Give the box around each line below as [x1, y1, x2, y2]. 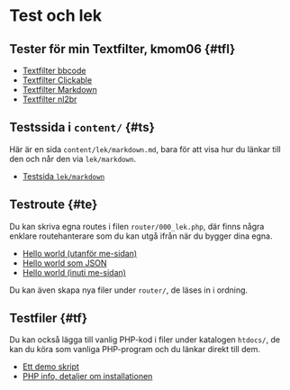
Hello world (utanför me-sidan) [22, 248, 138, 258]
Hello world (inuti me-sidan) [22, 267, 126, 277]
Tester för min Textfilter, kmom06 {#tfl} [9, 41, 236, 57]
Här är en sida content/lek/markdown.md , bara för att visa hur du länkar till [9, 143, 281, 154]
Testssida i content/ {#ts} [9, 120, 156, 135]
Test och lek [9, 5, 102, 26]
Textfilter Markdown [22, 85, 97, 95]
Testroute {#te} [9, 197, 98, 213]
